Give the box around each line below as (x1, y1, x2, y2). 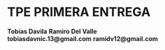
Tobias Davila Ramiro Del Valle (7, 27, 98, 35)
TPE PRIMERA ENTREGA (7, 4, 151, 20)
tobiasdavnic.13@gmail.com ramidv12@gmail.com (7, 34, 159, 42)
